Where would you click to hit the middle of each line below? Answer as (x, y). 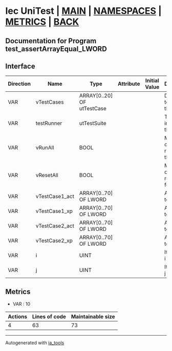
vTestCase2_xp (54, 241)
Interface (20, 66)
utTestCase (93, 109)
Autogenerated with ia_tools (35, 343)
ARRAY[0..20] (96, 96)
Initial (152, 81)
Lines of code (49, 317)
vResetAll (47, 175)
